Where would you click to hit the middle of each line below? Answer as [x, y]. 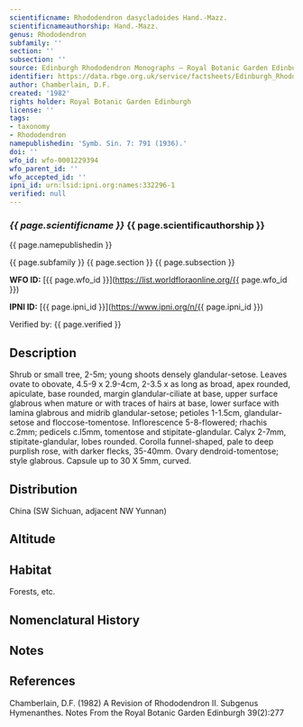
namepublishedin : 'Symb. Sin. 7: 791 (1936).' [98, 143]
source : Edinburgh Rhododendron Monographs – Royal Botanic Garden [139, 69]
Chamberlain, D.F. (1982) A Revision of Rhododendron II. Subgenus [134, 703]
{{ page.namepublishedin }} [61, 245]
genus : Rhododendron [48, 34]
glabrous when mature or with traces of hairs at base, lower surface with [144, 403]
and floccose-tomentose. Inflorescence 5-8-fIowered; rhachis [151, 423]
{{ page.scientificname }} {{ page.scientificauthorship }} [137, 225]
